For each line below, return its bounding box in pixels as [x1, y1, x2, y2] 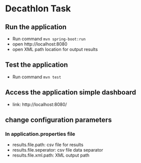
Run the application [5, 23, 67, 31]
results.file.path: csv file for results [12, 142, 83, 148]
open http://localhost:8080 [12, 41, 68, 47]
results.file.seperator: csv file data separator [12, 147, 103, 153]
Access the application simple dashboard [5, 88, 137, 97]
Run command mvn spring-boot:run [12, 36, 86, 42]
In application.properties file [5, 130, 75, 137]
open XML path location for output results [12, 47, 98, 52]
